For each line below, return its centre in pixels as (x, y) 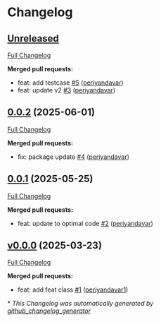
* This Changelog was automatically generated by (80, 304)
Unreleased (33, 38)
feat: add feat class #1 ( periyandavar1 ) (73, 290)
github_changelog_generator (49, 311)
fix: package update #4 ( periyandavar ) (73, 157)
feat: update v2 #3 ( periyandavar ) (66, 90)
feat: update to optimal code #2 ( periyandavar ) (85, 223)
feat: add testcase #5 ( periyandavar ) (71, 83)
